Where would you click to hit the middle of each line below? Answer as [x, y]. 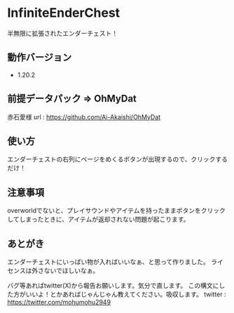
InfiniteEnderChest [64, 13]
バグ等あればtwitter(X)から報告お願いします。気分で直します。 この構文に [113, 285]
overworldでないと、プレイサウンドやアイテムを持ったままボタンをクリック [116, 211]
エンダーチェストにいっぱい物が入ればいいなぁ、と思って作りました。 [109, 262]
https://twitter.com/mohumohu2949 [59, 302]
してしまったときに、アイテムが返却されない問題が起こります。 [98, 220]
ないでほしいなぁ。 [71, 271]
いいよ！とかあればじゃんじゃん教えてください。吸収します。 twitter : [126, 294]
